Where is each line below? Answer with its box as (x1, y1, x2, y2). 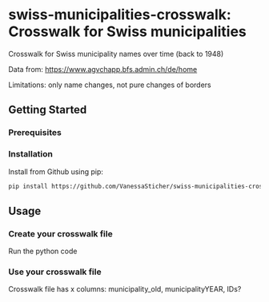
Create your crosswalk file (8, 228, 114, 239)
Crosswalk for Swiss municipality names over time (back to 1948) (8, 49, 224, 58)
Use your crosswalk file (8, 266, 102, 277)
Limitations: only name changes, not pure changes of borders (8, 80, 211, 89)
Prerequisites (8, 127, 62, 138)
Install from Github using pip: (8, 166, 104, 177)
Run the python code (8, 246, 78, 256)
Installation (8, 149, 54, 160)
